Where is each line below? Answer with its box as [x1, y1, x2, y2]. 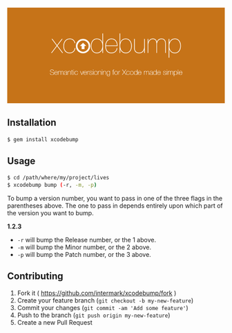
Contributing [7, 271, 64, 282]
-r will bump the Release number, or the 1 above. [17, 235, 157, 244]
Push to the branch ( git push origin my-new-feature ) [17, 311, 171, 319]
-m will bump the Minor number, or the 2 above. [17, 243, 152, 251]
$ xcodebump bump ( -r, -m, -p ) [7, 181, 97, 188]
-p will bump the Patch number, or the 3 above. [17, 250, 152, 258]
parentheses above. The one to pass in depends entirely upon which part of [7, 201, 223, 210]
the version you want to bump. [7, 208, 95, 217]
